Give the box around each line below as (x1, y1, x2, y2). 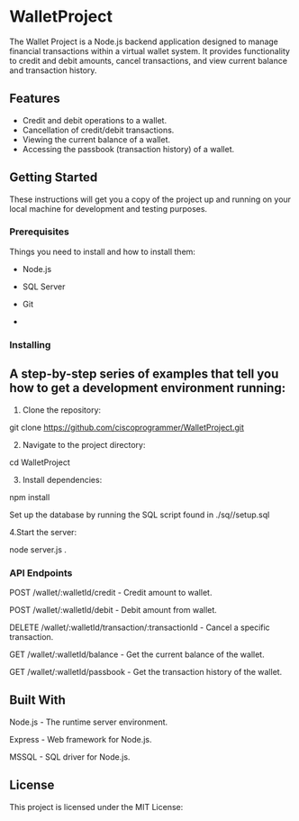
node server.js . (9, 543, 68, 555)
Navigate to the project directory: (22, 439, 146, 450)
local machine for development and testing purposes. (9, 203, 208, 214)
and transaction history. (9, 65, 97, 76)
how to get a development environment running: (9, 380, 286, 396)
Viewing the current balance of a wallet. (22, 133, 171, 145)
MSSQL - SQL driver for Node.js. (9, 751, 131, 762)
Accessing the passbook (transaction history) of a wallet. (22, 143, 235, 154)
